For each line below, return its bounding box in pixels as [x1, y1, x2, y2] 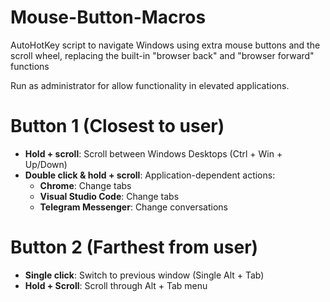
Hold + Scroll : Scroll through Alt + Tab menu [24, 279, 208, 291]
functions [10, 60, 50, 72]
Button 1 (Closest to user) [10, 115, 225, 138]
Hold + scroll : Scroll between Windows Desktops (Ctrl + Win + [24, 147, 283, 160]
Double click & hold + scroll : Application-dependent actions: [24, 169, 276, 181]
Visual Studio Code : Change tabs [39, 190, 180, 202]
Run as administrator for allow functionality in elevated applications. [10, 79, 290, 91]
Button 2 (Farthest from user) [10, 236, 259, 259]
